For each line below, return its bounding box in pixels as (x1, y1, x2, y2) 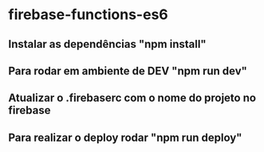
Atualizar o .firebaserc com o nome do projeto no (8, 92, 257, 105)
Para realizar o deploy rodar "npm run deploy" (8, 131, 242, 144)
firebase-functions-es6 (8, 6, 169, 24)
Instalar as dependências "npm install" (8, 37, 207, 51)
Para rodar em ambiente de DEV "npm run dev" (8, 64, 247, 77)
